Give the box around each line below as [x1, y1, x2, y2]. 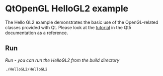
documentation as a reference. [5, 30, 68, 36]
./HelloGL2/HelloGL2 [5, 67, 48, 72]
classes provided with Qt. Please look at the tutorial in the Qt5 [5, 24, 132, 30]
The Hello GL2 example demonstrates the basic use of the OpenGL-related [5, 19, 159, 25]
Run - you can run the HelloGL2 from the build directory [5, 57, 120, 63]
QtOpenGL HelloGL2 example [5, 3, 128, 14]
